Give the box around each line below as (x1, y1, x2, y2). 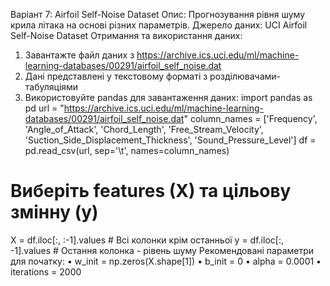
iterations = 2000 (10, 265, 82, 278)
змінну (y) (10, 201, 99, 224)
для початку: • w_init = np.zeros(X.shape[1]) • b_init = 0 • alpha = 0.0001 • (10, 255, 322, 267)
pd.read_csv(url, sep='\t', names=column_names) (24, 145, 230, 156)
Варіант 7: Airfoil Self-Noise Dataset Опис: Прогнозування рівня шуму (10, 9, 306, 20)
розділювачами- (209, 70, 282, 82)
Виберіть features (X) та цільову (10, 180, 292, 203)
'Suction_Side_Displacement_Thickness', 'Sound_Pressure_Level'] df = (24, 134, 317, 146)
